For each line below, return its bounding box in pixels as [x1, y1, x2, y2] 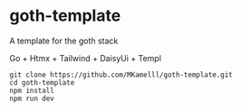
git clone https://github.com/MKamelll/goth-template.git [9, 70, 233, 79]
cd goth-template [9, 78, 75, 87]
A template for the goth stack [9, 35, 119, 46]
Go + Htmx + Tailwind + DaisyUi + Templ [9, 52, 161, 63]
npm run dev [9, 94, 54, 103]
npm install [9, 86, 54, 95]
